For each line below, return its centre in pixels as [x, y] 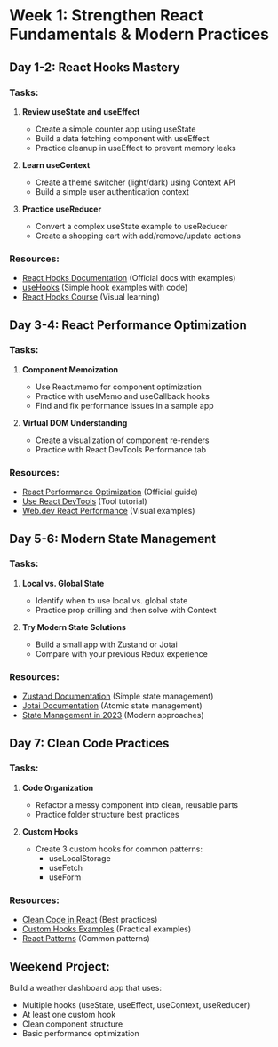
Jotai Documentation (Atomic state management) [112, 706]
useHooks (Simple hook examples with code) [105, 288]
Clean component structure [72, 1024]
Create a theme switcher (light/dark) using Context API [135, 182]
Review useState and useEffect [81, 111]
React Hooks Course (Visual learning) [91, 297]
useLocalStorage [79, 858]
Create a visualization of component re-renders [122, 440]
